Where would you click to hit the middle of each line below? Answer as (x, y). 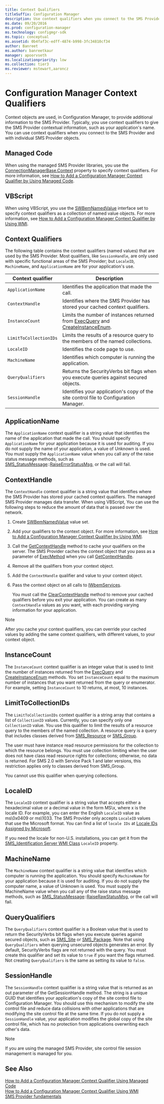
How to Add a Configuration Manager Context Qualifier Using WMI (72, 1091)
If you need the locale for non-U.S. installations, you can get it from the (76, 838)
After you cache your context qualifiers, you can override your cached (76, 629)
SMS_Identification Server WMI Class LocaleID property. (62, 843)
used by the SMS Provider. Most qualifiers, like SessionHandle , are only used (82, 256)
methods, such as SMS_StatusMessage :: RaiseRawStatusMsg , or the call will (82, 897)
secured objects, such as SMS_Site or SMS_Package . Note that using (75, 940)
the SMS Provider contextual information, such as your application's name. (80, 127)
